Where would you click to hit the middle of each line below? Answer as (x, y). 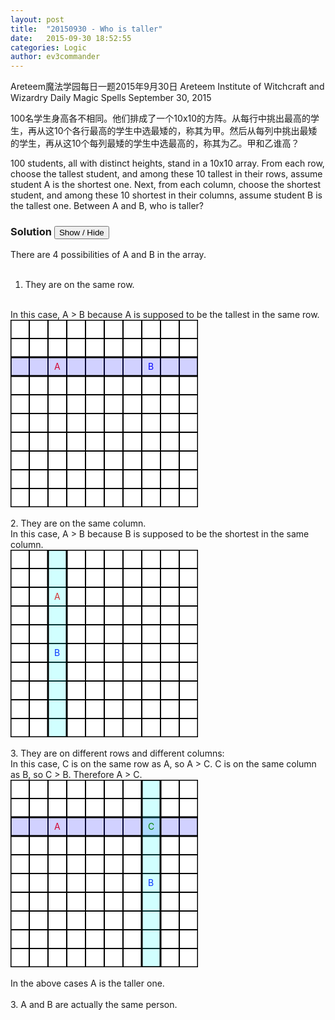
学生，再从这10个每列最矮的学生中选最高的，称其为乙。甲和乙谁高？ (159, 143)
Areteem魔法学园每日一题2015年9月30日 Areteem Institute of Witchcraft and (167, 87)
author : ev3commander (55, 57)
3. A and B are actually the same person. (94, 1005)
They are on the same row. (79, 285)
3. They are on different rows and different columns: (117, 753)
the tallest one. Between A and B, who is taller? (107, 206)
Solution (31, 232)
